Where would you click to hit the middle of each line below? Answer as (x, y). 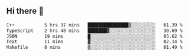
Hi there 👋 (25, 11)
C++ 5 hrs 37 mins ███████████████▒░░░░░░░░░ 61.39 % (94, 25)
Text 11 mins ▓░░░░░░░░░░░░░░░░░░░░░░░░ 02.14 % (94, 42)
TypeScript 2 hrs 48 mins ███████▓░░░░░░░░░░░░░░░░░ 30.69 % (94, 31)
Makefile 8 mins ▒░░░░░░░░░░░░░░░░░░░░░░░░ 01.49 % (94, 48)
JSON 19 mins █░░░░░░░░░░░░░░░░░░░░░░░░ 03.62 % (94, 36)
